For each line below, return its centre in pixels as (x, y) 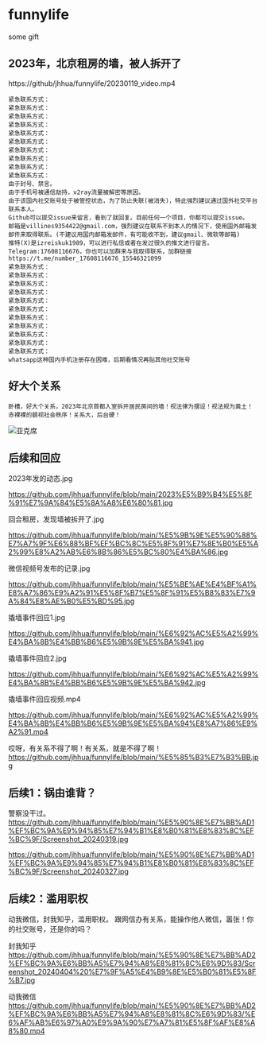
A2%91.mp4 (29, 732)
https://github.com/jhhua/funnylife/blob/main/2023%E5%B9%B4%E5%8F (130, 494)
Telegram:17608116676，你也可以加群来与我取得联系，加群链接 (100, 251)
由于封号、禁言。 (32, 184)
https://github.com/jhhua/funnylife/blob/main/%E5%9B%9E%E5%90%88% (133, 535)
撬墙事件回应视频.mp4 (44, 699)
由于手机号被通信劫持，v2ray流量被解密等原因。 (76, 192)
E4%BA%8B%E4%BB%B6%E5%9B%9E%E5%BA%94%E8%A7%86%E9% (133, 723)
